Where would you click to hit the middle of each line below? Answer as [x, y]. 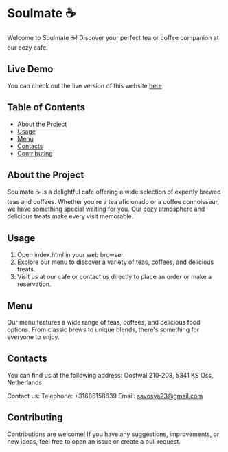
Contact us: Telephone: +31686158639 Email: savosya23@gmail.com [105, 395]
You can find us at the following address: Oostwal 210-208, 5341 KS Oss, [110, 375]
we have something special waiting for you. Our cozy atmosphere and [106, 209]
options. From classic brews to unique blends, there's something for [103, 329]
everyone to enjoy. [33, 337]
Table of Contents [46, 107]
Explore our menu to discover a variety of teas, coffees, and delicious [115, 262]
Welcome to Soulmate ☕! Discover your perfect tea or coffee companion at [113, 37]
